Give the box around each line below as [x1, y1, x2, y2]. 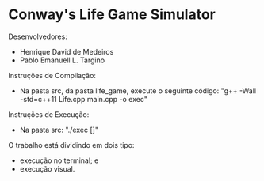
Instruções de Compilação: [8, 70, 97, 80]
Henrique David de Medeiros [19, 47, 114, 56]
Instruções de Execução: [8, 109, 90, 119]
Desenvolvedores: [8, 32, 67, 41]
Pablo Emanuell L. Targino [19, 55, 105, 65]
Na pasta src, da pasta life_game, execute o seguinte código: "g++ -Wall [19, 85, 256, 96]
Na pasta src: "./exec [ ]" [19, 125, 99, 134]
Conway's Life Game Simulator [8, 6, 216, 24]
